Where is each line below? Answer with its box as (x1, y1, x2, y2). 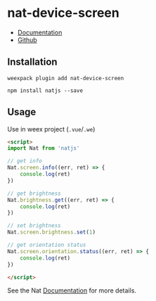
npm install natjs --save (7, 87, 83, 94)
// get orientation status (7, 241, 86, 249)
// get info (7, 158, 42, 165)
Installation (7, 56, 58, 68)
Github (17, 35, 37, 44)
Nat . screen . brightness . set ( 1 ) (7, 229, 96, 236)
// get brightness (7, 190, 61, 197)
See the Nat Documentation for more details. (7, 286, 137, 295)
